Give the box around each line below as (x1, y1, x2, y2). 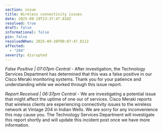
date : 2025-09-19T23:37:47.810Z (5, 16, 71, 21)
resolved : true (5, 21, 36, 26)
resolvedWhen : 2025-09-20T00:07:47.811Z (5, 39, 89, 44)
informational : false (5, 30, 50, 35)
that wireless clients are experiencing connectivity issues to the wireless (5, 101, 152, 108)
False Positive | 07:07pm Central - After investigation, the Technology (5, 66, 146, 72)
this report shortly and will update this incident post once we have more (5, 117, 150, 123)
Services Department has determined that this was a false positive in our (5, 71, 152, 77)
